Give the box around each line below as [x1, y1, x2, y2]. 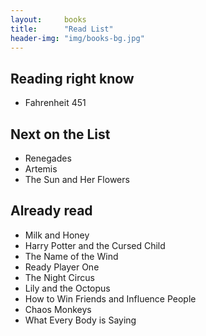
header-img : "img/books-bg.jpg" [10, 33, 145, 43]
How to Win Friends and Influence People [24, 292, 197, 305]
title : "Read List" [10, 24, 114, 34]
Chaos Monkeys [24, 303, 92, 315]
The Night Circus [24, 271, 95, 283]
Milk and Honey [24, 229, 90, 241]
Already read [10, 202, 93, 220]
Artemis [24, 163, 58, 175]
